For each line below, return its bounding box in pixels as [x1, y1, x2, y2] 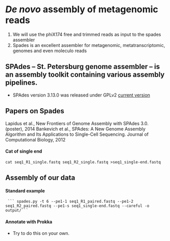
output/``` [5, 208, 29, 213]
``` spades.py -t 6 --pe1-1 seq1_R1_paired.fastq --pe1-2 [7, 199, 134, 204]
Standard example [5, 187, 45, 194]
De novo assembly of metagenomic [5, 4, 158, 15]
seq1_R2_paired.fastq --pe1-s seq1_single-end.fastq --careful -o [5, 203, 150, 209]
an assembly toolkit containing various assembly [5, 70, 165, 79]
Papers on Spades [5, 107, 65, 115]
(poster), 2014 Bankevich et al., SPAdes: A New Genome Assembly [5, 126, 145, 132]
